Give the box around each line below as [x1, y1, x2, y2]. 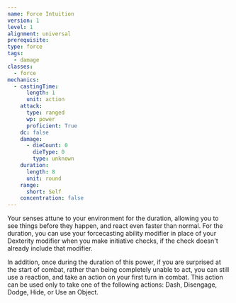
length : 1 [26, 89, 55, 96]
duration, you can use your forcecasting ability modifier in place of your [7, 229, 217, 238]
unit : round [26, 175, 62, 182]
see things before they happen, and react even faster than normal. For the [7, 222, 223, 230]
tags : [7, 50, 23, 57]
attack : [20, 103, 43, 110]
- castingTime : [13, 83, 59, 90]
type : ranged [26, 109, 65, 116]
